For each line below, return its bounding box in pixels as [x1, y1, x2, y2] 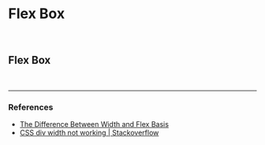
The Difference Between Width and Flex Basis [19, 120, 170, 129]
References [8, 102, 54, 113]
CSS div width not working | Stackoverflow [19, 128, 159, 138]
